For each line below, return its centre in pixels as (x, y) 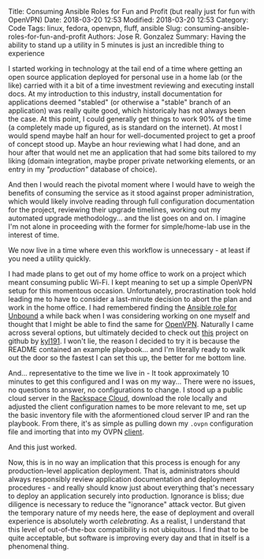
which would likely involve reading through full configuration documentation (131, 201)
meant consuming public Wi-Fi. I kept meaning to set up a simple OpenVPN (130, 282)
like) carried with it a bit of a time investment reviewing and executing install (131, 85)
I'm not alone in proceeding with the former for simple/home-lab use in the (129, 227)
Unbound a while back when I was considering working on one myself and (129, 316)
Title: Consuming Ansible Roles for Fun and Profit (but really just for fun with (132, 11)
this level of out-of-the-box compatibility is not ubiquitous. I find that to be (128, 529)
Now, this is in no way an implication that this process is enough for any (124, 462)
